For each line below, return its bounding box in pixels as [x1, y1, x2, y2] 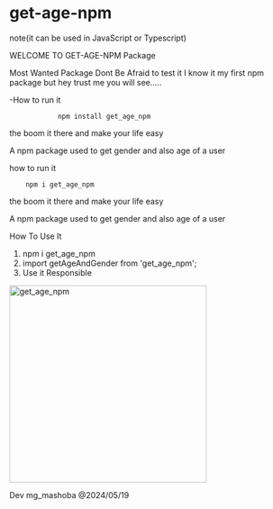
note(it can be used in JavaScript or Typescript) [9, 32, 187, 43]
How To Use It [9, 231, 62, 241]
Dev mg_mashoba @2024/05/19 [9, 489, 130, 500]
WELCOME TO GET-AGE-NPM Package [9, 50, 156, 60]
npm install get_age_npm [57, 112, 151, 121]
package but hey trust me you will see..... [9, 77, 162, 87]
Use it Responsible [22, 267, 93, 277]
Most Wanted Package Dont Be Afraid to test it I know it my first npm [9, 67, 264, 78]
